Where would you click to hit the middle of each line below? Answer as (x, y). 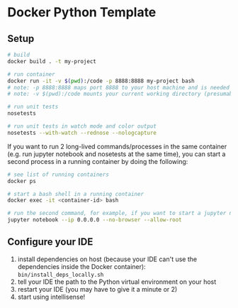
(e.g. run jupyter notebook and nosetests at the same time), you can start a (117, 154)
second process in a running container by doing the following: (98, 161)
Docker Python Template (82, 12)
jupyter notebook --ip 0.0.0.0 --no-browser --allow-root (95, 220)
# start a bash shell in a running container (75, 194)
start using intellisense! (51, 297)
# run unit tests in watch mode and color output (82, 126)
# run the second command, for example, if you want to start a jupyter (117, 214)
